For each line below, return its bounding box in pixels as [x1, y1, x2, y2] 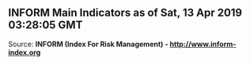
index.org [8, 47, 41, 57]
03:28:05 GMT [8, 19, 83, 32]
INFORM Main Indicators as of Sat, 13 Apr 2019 [8, 6, 243, 20]
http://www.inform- [169, 39, 237, 49]
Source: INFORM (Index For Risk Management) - [8, 39, 169, 49]
